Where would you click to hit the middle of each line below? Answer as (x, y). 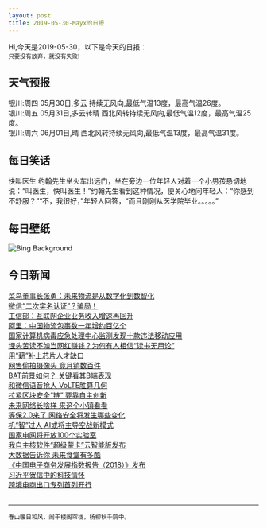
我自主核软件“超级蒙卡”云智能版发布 (67, 445)
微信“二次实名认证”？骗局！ (53, 305)
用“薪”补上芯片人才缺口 (46, 355)
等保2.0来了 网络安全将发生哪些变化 (67, 415)
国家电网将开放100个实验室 (52, 435)
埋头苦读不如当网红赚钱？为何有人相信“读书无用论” (91, 345)
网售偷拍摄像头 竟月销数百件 (54, 365)
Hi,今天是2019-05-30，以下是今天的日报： (77, 47)
